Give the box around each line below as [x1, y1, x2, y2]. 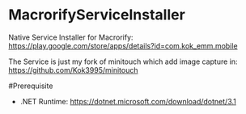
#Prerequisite [8, 81, 53, 91]
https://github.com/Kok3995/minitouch [8, 65, 138, 74]
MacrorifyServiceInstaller [8, 6, 186, 24]
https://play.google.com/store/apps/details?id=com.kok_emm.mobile [8, 40, 238, 50]
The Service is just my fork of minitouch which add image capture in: [8, 57, 238, 66]
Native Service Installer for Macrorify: [8, 32, 134, 42]
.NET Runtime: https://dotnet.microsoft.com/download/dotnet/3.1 [19, 96, 237, 106]
